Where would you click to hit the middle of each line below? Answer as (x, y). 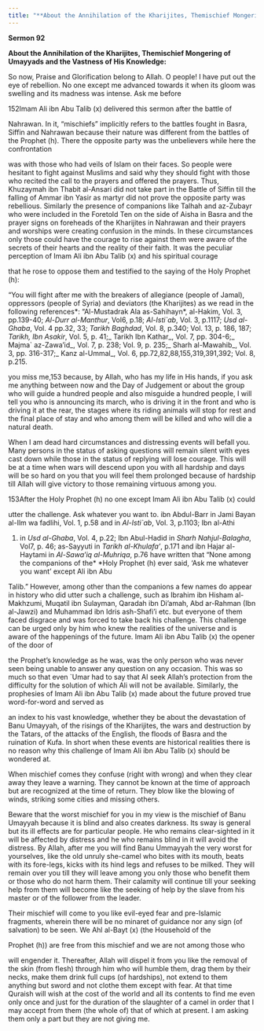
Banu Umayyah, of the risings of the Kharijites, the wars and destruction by (130, 725)
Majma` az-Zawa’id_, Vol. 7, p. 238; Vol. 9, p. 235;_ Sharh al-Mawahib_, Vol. (130, 345)
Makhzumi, (26, 603)
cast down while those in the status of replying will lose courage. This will (127, 459)
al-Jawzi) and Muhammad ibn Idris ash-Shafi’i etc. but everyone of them (125, 611)
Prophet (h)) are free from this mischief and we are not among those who (126, 945)
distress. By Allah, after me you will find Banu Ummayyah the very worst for (130, 848)
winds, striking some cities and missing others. (84, 799)
